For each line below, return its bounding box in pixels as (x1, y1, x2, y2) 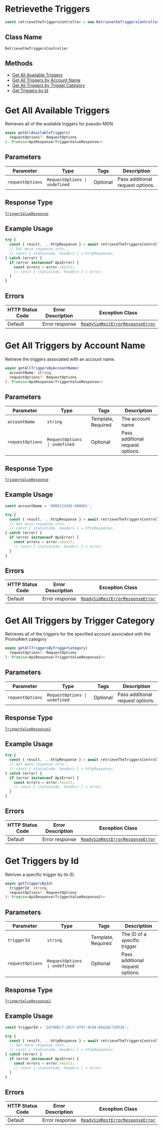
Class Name (5, 33, 42, 41)
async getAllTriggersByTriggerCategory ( (5, 646, 88, 651)
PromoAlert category (5, 636, 47, 642)
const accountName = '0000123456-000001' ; (5, 504, 92, 508)
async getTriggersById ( (5, 881, 53, 886)
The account (121, 416, 150, 423)
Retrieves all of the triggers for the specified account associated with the (5, 631, 151, 637)
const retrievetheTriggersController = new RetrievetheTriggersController (5, 20, 160, 24)
